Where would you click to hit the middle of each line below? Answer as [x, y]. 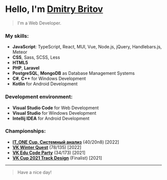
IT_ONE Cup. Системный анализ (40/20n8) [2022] [66, 142]
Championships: [26, 131]
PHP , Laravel [26, 68]
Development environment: [39, 97]
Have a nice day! [35, 172]
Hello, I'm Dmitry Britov [54, 9]
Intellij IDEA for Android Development [51, 118]
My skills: [17, 36]
